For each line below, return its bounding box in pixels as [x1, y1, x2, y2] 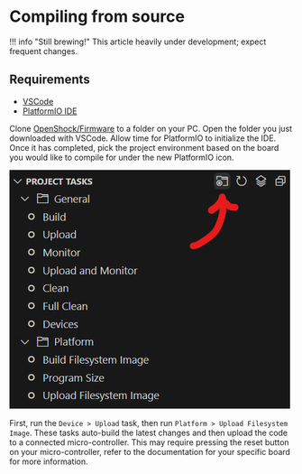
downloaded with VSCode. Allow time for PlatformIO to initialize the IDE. [9, 133, 277, 144]
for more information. [9, 456, 88, 467]
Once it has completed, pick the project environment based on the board [9, 142, 279, 153]
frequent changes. [9, 45, 78, 56]
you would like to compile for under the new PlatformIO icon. [9, 152, 234, 163]
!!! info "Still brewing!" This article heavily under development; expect [9, 36, 267, 47]
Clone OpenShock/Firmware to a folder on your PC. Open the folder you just [9, 123, 293, 134]
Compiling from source [9, 6, 185, 27]
